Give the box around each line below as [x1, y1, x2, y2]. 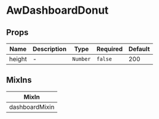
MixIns [6, 75, 32, 85]
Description [32, 45, 67, 53]
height [9, 55, 27, 63]
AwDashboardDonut [6, 4, 109, 17]
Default [128, 45, 150, 53]
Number [72, 56, 91, 62]
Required [96, 45, 123, 53]
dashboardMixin [9, 102, 55, 111]
